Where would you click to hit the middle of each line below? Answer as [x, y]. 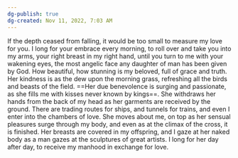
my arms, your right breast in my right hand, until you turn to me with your [115, 56]
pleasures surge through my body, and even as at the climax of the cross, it [118, 124]
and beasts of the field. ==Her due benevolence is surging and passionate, [117, 86]
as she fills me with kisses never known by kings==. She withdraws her [112, 94]
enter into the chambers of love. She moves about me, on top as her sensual [119, 116]
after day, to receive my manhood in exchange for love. [88, 147]
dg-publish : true [33, 14]
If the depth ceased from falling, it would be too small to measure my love [115, 41]
